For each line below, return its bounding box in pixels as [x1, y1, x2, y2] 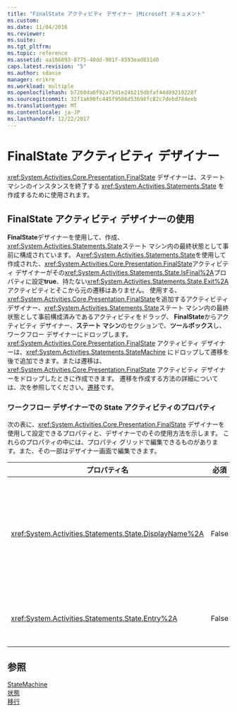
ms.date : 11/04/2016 [7, 23, 68, 30]
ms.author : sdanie [7, 69, 61, 76]
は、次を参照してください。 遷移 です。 [7, 383, 118, 392]
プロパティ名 [86, 465, 129, 475]
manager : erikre [7, 76, 55, 83]
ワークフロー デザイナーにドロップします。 [7, 330, 133, 339]
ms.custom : [7, 17, 39, 24]
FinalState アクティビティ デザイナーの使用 [7, 213, 195, 225]
